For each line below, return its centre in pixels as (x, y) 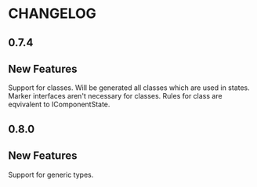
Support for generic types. (51, 174)
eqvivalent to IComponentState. (59, 104)
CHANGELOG (52, 14)
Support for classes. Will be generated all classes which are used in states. (129, 88)
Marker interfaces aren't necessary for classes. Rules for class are (115, 96)
